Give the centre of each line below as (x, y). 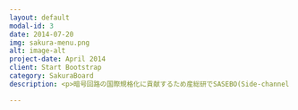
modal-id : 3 (31, 26)
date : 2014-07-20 (42, 34)
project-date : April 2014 (57, 59)
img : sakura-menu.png (50, 42)
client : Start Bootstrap (55, 68)
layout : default (39, 17)
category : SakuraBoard (51, 76)
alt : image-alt (38, 51)
